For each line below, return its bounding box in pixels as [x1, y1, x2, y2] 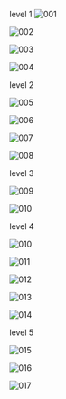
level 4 [9, 221, 34, 232]
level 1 [9, 9, 33, 19]
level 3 [9, 168, 34, 178]
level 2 [9, 79, 34, 90]
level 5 [9, 327, 34, 338]
